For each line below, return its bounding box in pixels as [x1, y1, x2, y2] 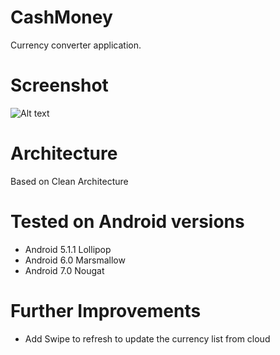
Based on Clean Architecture [10, 175, 129, 187]
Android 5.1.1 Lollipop [24, 243, 112, 255]
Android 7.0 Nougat [24, 264, 105, 276]
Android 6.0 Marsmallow [24, 254, 126, 266]
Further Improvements [10, 299, 202, 322]
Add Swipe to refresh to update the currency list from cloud [24, 332, 271, 345]
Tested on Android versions [10, 211, 245, 233]
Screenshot [10, 74, 109, 97]
